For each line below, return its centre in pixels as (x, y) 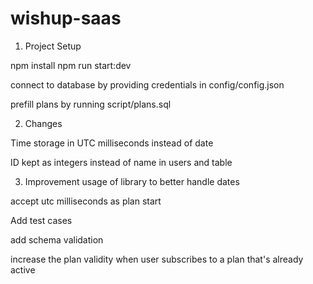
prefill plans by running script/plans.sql (91, 104)
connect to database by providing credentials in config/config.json (147, 84)
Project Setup (53, 46)
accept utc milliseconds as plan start (86, 201)
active (23, 269)
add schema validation (57, 239)
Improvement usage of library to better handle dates (132, 181)
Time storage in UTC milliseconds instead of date (112, 143)
